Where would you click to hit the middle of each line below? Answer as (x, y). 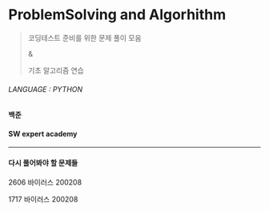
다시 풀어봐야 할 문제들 (43, 162)
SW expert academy (43, 133)
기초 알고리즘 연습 (56, 70)
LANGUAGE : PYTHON (46, 89)
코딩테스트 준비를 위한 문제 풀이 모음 (84, 38)
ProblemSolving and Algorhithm (117, 15)
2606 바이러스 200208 (45, 182)
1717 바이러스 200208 (43, 199)
